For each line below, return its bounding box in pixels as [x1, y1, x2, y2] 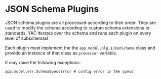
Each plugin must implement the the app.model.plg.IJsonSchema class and [5, 45, 156, 51]
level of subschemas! [5, 35, 48, 41]
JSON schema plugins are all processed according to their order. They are [5, 20, 157, 26]
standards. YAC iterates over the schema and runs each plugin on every [5, 30, 152, 36]
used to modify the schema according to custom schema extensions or [5, 25, 150, 30]
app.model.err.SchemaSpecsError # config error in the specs [5, 69, 134, 74]
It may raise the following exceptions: [5, 59, 81, 65]
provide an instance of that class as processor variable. [5, 50, 118, 56]
